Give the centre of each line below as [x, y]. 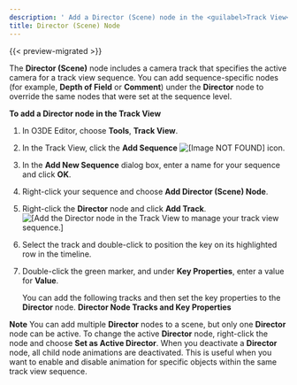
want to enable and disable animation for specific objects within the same [143, 362]
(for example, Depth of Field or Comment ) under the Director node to [137, 87]
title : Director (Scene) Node [65, 26]
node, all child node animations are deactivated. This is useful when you [141, 352]
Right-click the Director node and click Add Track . [114, 208]
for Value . [40, 281]
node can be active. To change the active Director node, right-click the [138, 334]
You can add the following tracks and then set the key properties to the [151, 297]
